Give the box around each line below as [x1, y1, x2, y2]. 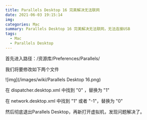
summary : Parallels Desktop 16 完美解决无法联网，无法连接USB [5, 27, 130, 32]
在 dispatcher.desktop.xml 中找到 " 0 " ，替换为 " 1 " [5, 87, 110, 93]
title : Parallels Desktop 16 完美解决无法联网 [5, 7, 100, 13]
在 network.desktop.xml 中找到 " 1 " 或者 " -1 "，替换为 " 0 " [5, 98, 124, 104]
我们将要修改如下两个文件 [5, 66, 59, 72]
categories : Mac [5, 21, 40, 27]
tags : [5, 31, 17, 36]
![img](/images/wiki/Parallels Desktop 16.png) [5, 76, 101, 82]
